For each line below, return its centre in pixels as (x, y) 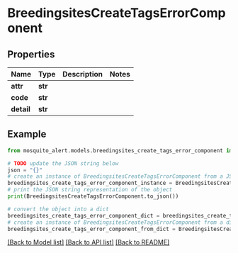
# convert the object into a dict (58, 209)
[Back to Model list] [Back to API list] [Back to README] (89, 242)
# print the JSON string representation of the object (90, 190)
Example (27, 134)
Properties (31, 54)
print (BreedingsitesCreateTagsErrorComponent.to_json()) (93, 196)
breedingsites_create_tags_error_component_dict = (84, 215)
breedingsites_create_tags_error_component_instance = (90, 183)
